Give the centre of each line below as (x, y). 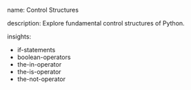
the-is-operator (39, 72)
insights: (19, 36)
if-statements (36, 50)
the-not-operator (41, 79)
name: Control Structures (43, 10)
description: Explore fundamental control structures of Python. (96, 23)
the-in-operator (39, 64)
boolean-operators (44, 57)
